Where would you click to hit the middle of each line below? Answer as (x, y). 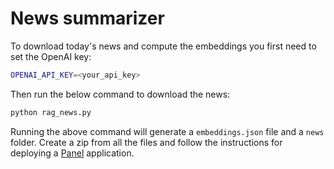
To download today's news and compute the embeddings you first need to (163, 46)
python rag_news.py (51, 112)
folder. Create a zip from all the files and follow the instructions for (146, 142)
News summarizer (87, 18)
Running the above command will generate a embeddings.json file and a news (167, 131)
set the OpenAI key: (51, 56)
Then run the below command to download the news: (120, 94)
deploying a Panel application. (72, 153)
